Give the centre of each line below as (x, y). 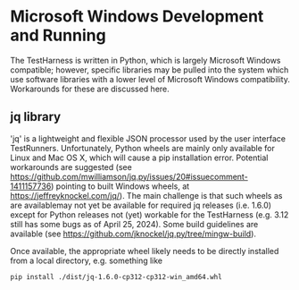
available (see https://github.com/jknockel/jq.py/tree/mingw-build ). (133, 234)
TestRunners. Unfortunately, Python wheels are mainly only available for (143, 148)
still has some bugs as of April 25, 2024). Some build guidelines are (134, 224)
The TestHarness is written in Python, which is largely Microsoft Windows (145, 60)
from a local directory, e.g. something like (87, 260)
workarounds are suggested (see (71, 166)
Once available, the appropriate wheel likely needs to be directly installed (145, 251)
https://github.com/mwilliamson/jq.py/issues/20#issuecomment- (129, 176)
